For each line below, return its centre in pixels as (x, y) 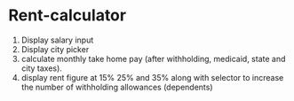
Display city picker (55, 49)
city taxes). (42, 68)
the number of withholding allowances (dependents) (117, 87)
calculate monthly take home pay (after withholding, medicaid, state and (153, 58)
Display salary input (57, 40)
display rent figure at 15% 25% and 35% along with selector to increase (152, 77)
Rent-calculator (67, 16)
